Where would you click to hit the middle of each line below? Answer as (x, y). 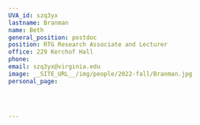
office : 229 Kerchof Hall (51, 52)
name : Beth (26, 30)
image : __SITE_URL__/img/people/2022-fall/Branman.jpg (100, 74)
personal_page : (33, 81)
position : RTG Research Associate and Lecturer (88, 45)
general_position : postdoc (53, 37)
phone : (19, 60)
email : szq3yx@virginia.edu (55, 67)
